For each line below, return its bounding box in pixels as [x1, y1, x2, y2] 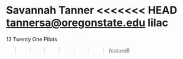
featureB [109, 47, 130, 54]
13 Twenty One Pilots [6, 35, 57, 42]
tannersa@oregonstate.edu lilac [6, 16, 169, 29]
